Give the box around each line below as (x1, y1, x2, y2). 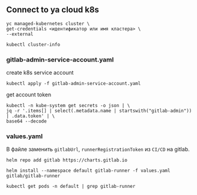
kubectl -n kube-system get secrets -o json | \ (6, 103, 130, 109)
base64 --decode (6, 118, 47, 124)
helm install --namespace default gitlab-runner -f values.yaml (6, 167, 171, 174)
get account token (6, 91, 52, 98)
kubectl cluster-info (6, 41, 61, 47)
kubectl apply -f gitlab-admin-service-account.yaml (6, 81, 141, 87)
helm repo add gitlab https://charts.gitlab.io (6, 157, 128, 163)
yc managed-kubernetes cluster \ (6, 20, 90, 26)
